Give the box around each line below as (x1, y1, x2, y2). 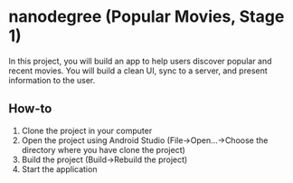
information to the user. (8, 74, 96, 85)
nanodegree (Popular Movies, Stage (8, 6, 285, 27)
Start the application (21, 163, 98, 174)
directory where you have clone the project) (21, 144, 186, 155)
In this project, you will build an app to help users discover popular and (8, 55, 272, 66)
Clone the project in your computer (21, 125, 153, 136)
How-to (8, 101, 52, 117)
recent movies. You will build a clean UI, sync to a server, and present (8, 65, 268, 76)
